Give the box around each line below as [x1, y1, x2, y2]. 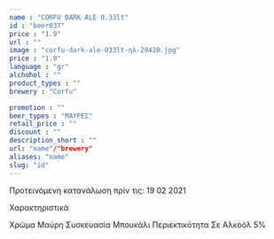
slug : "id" [9, 160, 50, 169]
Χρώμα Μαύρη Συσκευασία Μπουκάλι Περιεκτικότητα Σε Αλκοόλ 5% [9, 219, 266, 230]
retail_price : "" [9, 119, 77, 128]
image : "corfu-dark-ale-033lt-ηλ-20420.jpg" [9, 46, 180, 55]
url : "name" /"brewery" [9, 144, 93, 153]
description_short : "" [9, 136, 98, 145]
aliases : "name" [9, 152, 69, 161]
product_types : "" [9, 79, 82, 88]
